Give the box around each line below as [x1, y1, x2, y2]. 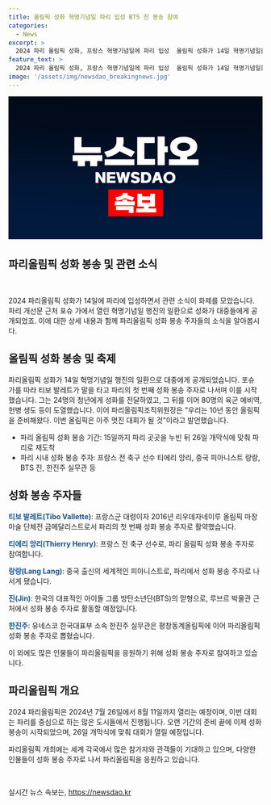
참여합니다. [8, 549, 44, 559]
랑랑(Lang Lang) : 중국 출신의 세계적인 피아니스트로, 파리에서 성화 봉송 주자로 [8, 566, 252, 576]
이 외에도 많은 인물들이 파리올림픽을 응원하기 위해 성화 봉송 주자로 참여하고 [8, 648, 244, 657]
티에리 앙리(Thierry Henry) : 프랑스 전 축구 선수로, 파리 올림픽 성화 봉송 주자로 [8, 539, 255, 548]
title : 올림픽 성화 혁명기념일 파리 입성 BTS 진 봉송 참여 [8, 13, 179, 21]
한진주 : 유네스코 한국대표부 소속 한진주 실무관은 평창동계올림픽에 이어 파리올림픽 [8, 620, 261, 630]
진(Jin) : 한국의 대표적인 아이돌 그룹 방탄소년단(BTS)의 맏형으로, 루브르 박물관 [8, 593, 252, 603]
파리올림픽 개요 [8, 684, 80, 698]
